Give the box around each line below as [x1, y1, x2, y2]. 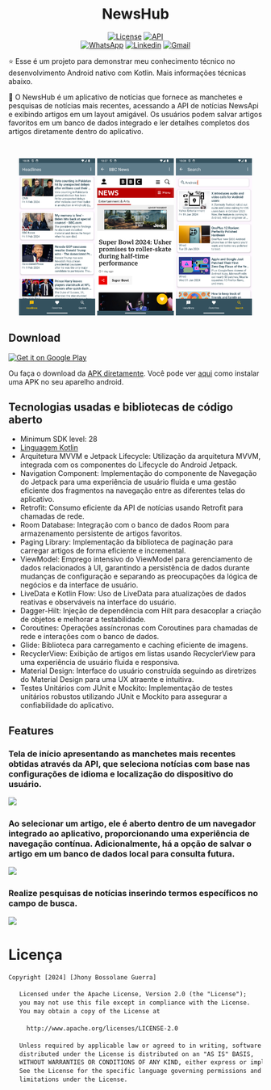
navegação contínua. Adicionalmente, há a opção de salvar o [8, 838, 252, 849]
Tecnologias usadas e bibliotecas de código [8, 401, 234, 415]
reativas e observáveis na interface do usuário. [19, 597, 177, 607]
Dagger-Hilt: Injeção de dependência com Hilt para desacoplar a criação [19, 606, 262, 616]
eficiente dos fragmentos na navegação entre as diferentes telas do [19, 486, 246, 495]
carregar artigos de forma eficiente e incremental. [19, 546, 186, 556]
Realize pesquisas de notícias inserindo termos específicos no [8, 888, 258, 899]
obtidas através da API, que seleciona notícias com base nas [8, 758, 251, 769]
